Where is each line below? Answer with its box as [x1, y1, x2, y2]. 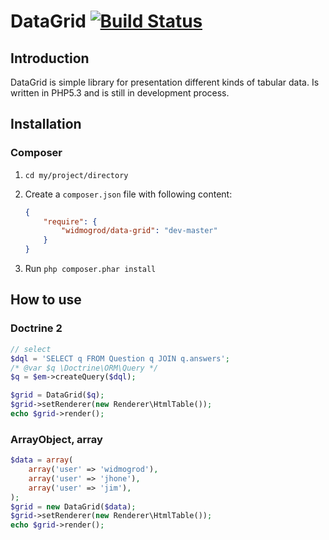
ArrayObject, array [10, 432, 103, 446]
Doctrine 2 [10, 321, 63, 335]
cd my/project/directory [24, 170, 129, 180]
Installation [10, 116, 82, 133]
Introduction [10, 50, 90, 67]
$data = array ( [10, 455, 74, 465]
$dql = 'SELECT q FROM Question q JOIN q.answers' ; [10, 353, 230, 364]
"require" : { [43, 216, 98, 227]
